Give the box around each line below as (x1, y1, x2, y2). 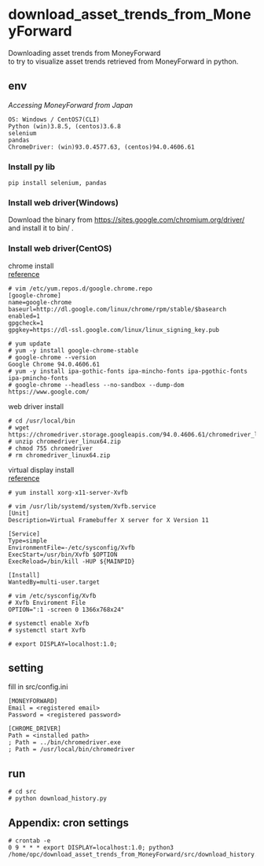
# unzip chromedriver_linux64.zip (8, 437, 122, 445)
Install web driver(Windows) (8, 197, 119, 208)
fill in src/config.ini (8, 682, 68, 691)
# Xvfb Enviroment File (8, 599, 86, 606)
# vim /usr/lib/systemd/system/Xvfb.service (8, 502, 156, 510)
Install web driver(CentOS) (8, 243, 112, 254)
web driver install (8, 401, 64, 411)
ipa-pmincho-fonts (8, 374, 68, 382)
